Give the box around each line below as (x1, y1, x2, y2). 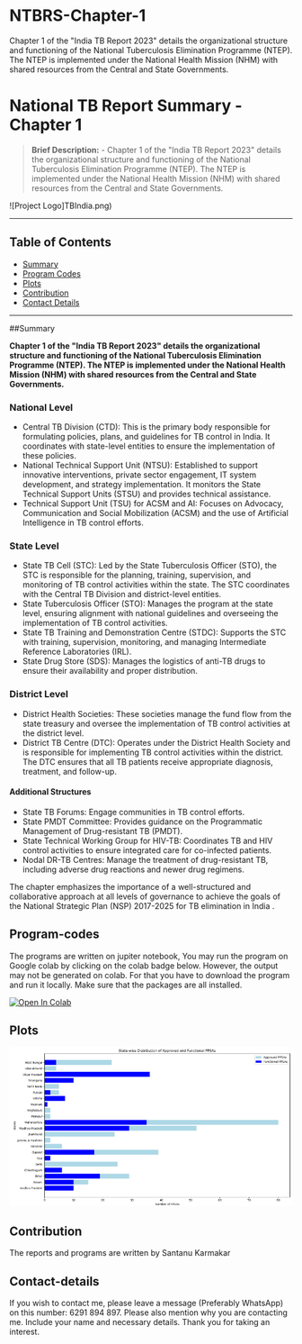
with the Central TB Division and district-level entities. (22, 589, 222, 600)
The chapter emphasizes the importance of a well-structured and (9, 881, 252, 892)
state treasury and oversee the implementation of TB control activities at (22, 718, 290, 729)
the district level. (22, 727, 84, 739)
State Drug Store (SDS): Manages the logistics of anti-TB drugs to (22, 656, 266, 667)
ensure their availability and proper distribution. (22, 666, 198, 677)
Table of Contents (9, 235, 112, 250)
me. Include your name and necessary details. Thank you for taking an (9, 1317, 271, 1328)
